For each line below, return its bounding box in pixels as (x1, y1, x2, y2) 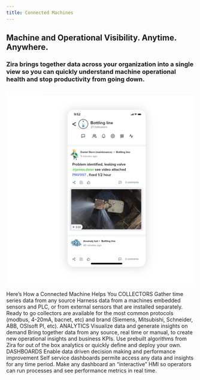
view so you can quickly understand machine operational (6, 67, 177, 76)
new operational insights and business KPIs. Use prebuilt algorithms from (6, 335, 187, 342)
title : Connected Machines (6, 10, 74, 16)
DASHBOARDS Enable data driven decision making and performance (6, 348, 176, 355)
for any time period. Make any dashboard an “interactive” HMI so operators (6, 361, 192, 368)
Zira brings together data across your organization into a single (6, 60, 193, 68)
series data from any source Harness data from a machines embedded (6, 297, 181, 304)
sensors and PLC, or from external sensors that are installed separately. (6, 303, 183, 310)
